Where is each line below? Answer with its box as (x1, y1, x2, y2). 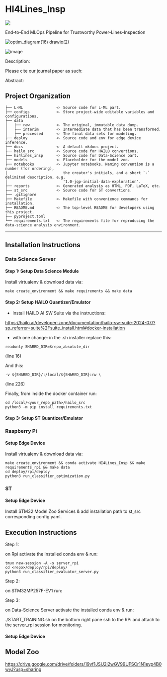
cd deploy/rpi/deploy (5, 469, 50, 475)
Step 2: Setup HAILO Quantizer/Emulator (5, 299, 91, 305)
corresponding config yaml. (5, 514, 62, 520)
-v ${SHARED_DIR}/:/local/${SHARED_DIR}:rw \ (5, 372, 101, 378)
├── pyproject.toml (5, 214, 46, 219)
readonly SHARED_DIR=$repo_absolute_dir (5, 344, 90, 349)
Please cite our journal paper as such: (5, 68, 83, 74)
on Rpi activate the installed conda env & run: (5, 551, 98, 557)
